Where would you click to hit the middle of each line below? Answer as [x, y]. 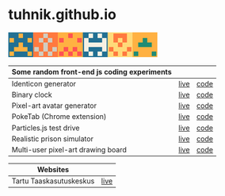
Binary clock [32, 94]
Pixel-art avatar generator [54, 106]
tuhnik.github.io [62, 15]
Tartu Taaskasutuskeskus [53, 181]
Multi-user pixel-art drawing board [69, 150]
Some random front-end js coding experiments [92, 72]
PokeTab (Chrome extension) [59, 117]
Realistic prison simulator [52, 138]
